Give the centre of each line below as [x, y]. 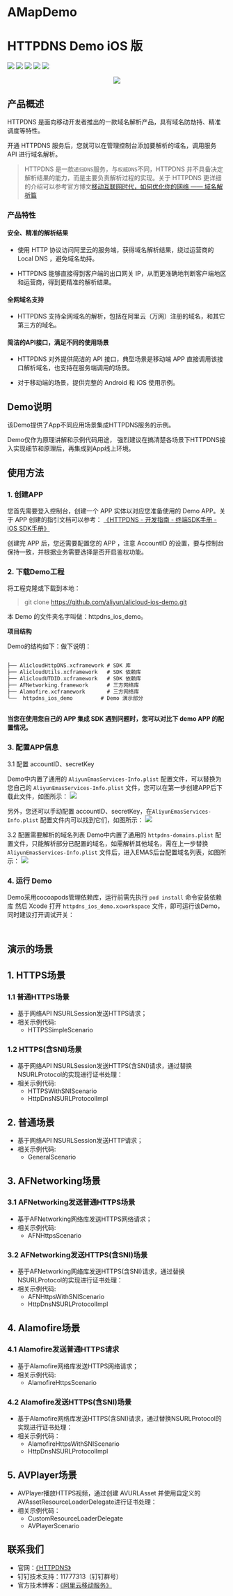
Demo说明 [30, 407]
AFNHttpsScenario [55, 1235]
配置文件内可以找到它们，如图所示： [92, 820]
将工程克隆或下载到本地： [44, 588]
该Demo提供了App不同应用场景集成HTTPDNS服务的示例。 [91, 425]
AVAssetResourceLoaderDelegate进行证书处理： [87, 1502]
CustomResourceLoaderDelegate [75, 1518]
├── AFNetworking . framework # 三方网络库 [73, 685]
